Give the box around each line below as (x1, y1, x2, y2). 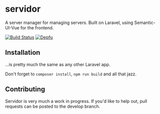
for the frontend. (20, 24, 54, 30)
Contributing (5, 85, 45, 93)
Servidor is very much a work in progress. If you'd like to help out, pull (5, 98, 148, 104)
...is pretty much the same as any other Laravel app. (5, 61, 111, 67)
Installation (5, 48, 40, 57)
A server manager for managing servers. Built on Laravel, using (5, 20, 133, 25)
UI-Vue (5, 24, 20, 30)
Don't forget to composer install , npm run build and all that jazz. (5, 71, 137, 77)
